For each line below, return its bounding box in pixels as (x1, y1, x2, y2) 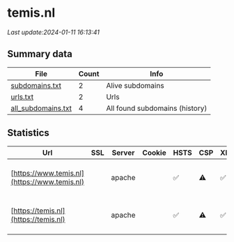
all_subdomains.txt (10, 103, 72, 113)
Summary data (7, 48, 73, 60)
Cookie (142, 148, 166, 158)
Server (111, 148, 135, 158)
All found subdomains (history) (106, 103, 208, 113)
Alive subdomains (106, 80, 165, 90)
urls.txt (10, 92, 33, 102)
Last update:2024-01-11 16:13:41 (7, 28, 100, 36)
